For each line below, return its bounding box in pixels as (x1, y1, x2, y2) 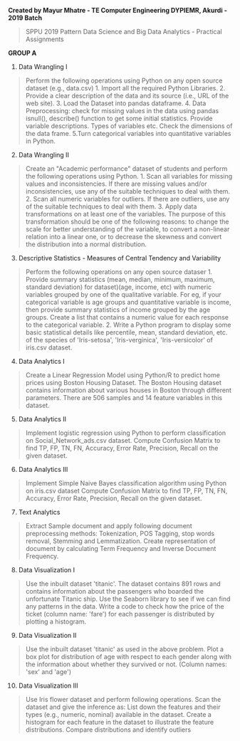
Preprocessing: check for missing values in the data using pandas (25, 107, 219, 115)
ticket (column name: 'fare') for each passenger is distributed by (25, 610, 215, 618)
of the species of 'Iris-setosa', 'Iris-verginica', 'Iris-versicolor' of (25, 336, 213, 344)
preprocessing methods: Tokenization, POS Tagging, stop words (25, 530, 215, 537)
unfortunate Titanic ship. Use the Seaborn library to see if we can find (25, 594, 231, 603)
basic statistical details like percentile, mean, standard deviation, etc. (25, 328, 228, 337)
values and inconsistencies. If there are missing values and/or (25, 179, 207, 188)
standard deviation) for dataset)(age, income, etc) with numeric (25, 283, 212, 291)
